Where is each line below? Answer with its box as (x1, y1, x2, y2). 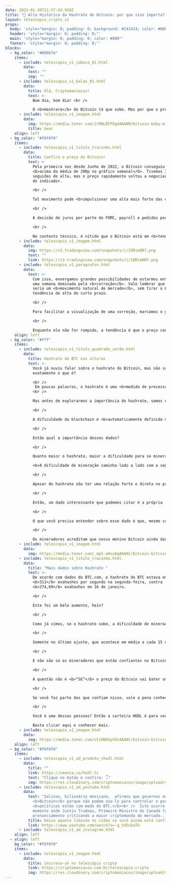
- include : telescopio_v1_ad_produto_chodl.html (18, 756, 124, 761)
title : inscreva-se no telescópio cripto (27, 861, 117, 866)
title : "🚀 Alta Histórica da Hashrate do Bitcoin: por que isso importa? (5, 12, 165, 17)
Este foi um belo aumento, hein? (32, 603, 103, 608)
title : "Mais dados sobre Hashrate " (27, 565, 108, 571)
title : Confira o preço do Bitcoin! (27, 154, 106, 160)
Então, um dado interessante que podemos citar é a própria (32, 500, 163, 505)
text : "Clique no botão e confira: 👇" (27, 775, 111, 780)
